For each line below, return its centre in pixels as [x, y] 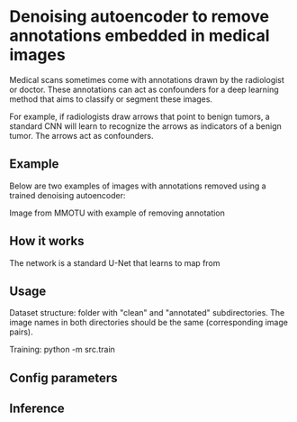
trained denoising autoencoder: [67, 195]
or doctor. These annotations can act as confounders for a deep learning [144, 89]
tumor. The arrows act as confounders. [81, 135]
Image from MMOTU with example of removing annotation [117, 213]
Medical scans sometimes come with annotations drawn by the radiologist [147, 79]
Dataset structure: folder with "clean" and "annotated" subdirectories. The [147, 313]
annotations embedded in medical [139, 36]
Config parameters [64, 377]
